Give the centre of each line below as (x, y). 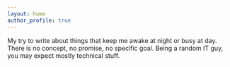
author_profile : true (39, 20)
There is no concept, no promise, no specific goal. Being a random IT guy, (115, 48)
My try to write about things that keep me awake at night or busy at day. (112, 40)
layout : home (27, 14)
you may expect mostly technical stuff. (64, 55)
